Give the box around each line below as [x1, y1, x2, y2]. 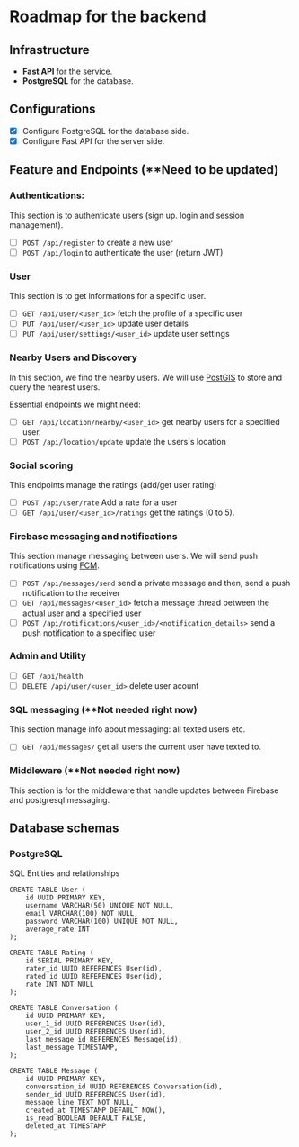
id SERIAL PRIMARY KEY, [25, 956, 115, 965]
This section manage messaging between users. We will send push [9, 551, 259, 562]
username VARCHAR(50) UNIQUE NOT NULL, [25, 901, 175, 910]
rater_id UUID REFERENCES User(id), [25, 964, 163, 973]
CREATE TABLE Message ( [9, 1067, 99, 1076]
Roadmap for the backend [9, 6, 207, 27]
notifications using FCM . [9, 560, 101, 571]
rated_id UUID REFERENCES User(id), [25, 972, 163, 981]
